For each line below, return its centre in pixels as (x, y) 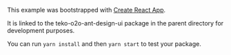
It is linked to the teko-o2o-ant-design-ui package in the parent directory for (115, 23)
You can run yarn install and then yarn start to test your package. (104, 44)
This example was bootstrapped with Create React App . (87, 10)
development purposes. (41, 31)
